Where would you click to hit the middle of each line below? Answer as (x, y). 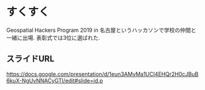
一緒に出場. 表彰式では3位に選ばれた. (53, 37)
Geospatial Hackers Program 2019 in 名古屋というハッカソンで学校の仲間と (102, 30)
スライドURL (31, 59)
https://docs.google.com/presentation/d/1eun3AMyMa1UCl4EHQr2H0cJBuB (102, 74)
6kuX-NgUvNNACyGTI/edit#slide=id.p (55, 80)
